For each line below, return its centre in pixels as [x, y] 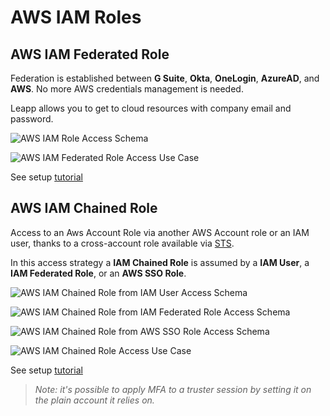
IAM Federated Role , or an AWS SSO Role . [98, 273]
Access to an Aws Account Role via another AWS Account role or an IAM [160, 232]
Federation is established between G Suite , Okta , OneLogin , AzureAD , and [165, 78]
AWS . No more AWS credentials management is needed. [127, 89]
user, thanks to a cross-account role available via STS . [122, 243]
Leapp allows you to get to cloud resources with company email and [151, 108]
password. [32, 119]
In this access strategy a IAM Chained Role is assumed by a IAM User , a [160, 262]
